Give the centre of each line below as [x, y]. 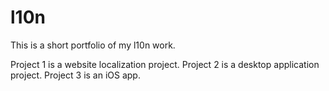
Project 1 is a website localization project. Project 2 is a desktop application [165, 64]
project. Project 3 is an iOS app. [75, 75]
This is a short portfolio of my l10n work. [93, 45]
